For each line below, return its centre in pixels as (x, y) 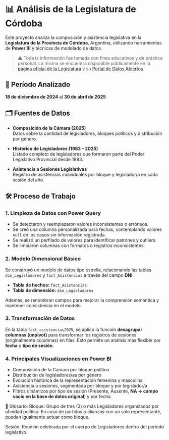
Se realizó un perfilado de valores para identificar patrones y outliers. (84, 240)
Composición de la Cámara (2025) (49, 128)
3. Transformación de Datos (40, 318)
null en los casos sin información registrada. (59, 235)
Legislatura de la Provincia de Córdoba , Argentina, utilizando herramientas (84, 42)
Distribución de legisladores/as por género (57, 375)
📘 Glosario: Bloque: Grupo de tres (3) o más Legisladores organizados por (82, 406)
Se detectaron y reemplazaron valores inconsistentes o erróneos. (80, 224)
